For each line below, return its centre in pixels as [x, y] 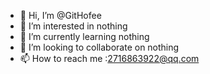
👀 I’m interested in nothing [73, 26]
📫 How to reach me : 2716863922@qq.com [109, 58]
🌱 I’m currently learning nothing [84, 36]
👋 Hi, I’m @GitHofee [60, 15]
